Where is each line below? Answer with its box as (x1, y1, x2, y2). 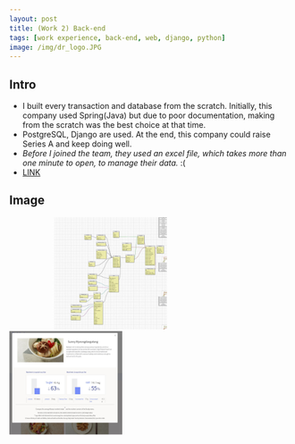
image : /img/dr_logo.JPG (9, 43, 102, 52)
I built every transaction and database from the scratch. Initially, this (21, 101, 273, 112)
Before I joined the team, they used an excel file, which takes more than (21, 148, 287, 159)
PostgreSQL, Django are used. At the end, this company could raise (21, 130, 271, 140)
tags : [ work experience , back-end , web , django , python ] (9, 33, 226, 42)
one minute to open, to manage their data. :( (21, 157, 186, 169)
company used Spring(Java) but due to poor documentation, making (21, 110, 275, 121)
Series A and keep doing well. (21, 138, 132, 149)
